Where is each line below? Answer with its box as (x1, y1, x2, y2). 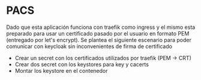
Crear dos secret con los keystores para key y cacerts (14, 61, 149, 68)
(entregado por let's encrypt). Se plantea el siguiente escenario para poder (6, 36, 192, 43)
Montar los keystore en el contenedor (14, 67, 108, 74)
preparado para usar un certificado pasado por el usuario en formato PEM (6, 29, 190, 37)
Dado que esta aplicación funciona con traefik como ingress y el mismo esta (6, 23, 196, 31)
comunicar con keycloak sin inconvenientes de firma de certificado (6, 43, 173, 50)
